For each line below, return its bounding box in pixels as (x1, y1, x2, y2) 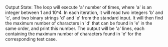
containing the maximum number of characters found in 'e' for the (5, 31, 141, 36)
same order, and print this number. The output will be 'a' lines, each (5, 25, 144, 31)
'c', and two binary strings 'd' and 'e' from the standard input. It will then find (5, 15, 163, 20)
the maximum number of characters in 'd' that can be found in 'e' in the (5, 20, 152, 26)
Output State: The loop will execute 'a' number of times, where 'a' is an (5, 4, 152, 10)
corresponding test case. (5, 36, 57, 42)
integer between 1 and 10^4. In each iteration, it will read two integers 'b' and (5, 9, 163, 15)
